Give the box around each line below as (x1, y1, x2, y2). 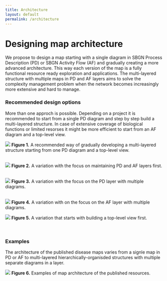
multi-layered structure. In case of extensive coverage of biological (5, 121, 143, 127)
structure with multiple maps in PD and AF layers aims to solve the (5, 76, 141, 82)
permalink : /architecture (5, 16, 59, 21)
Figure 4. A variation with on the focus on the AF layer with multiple (11, 199, 150, 205)
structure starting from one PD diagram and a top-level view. (5, 147, 130, 153)
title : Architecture (5, 7, 48, 12)
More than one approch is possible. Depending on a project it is (5, 110, 136, 116)
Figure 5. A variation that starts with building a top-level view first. (11, 215, 147, 221)
